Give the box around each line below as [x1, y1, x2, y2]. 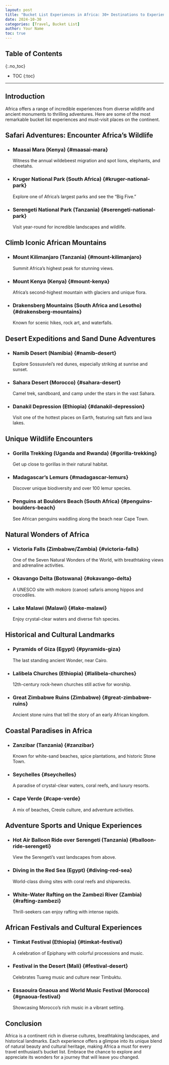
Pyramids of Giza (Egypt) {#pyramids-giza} [12, 645, 121, 653]
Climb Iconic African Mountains [5, 239, 107, 247]
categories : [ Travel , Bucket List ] [5, 21, 80, 27]
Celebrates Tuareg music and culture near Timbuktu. [12, 974, 122, 980]
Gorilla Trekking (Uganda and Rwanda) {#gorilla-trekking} [12, 449, 157, 456]
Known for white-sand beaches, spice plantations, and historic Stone [12, 753, 156, 759]
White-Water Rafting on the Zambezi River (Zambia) [12, 891, 142, 898]
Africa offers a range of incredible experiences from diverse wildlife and [5, 106, 154, 112]
